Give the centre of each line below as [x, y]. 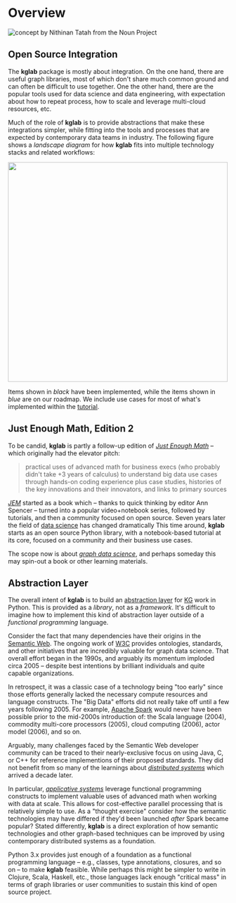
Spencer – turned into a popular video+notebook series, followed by [107, 510]
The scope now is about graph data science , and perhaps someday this [112, 554]
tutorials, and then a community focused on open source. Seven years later [117, 517]
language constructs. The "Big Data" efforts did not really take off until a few [119, 702]
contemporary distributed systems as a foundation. [82, 841]
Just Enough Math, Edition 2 [71, 429]
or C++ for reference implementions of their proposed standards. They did [116, 760]
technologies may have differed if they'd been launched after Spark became [118, 819]
